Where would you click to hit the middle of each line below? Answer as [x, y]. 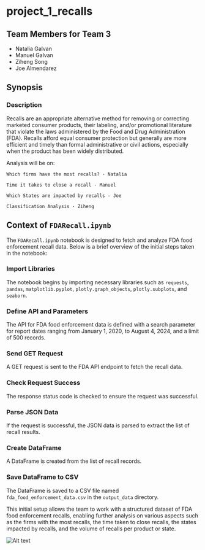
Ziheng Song [31, 62]
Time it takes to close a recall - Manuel [61, 185]
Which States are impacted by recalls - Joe [64, 196]
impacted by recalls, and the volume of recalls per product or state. [91, 529]
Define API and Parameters [47, 311]
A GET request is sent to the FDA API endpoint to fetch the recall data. [95, 367]
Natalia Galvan [33, 48]
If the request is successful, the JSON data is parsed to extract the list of [98, 425]
